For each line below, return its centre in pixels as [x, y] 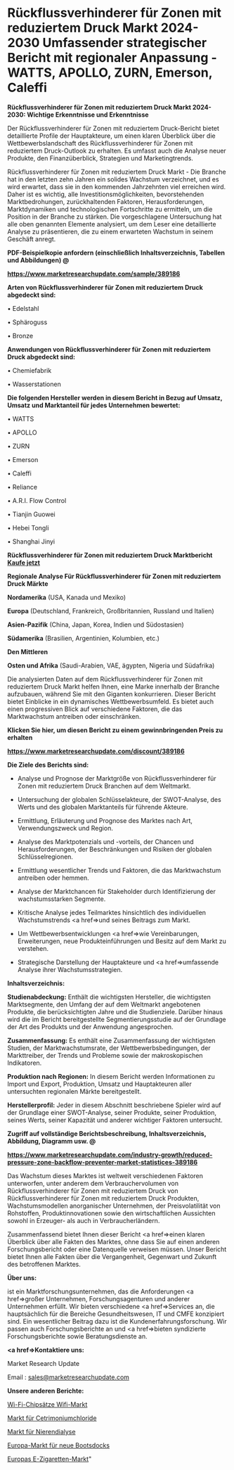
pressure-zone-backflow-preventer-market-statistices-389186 [103, 1162]
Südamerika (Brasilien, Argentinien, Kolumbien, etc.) [84, 638]
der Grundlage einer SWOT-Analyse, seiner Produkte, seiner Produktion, [112, 1112]
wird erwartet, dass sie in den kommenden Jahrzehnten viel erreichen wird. [117, 186]
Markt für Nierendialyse [41, 1431]
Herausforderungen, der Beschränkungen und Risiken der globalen [115, 849]
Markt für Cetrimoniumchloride [52, 1418]
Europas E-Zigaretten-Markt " [50, 1459]
